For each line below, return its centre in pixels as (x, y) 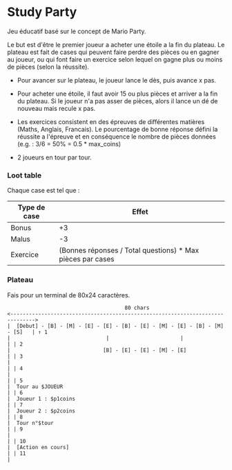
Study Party (42, 12)
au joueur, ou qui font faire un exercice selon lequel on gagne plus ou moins (115, 59)
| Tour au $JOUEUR (35, 386)
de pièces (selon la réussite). (48, 67)
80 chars (137, 308)
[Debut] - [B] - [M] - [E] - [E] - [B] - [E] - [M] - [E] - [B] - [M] (120, 326)
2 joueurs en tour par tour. (54, 157)
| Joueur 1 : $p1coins (41, 399)
